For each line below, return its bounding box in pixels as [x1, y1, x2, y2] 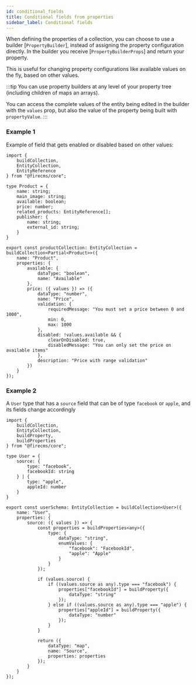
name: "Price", [37, 296, 75, 302]
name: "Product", [16, 255, 59, 261]
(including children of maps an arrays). [6, 89, 99, 97]
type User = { [6, 453, 41, 459]
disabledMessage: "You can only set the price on [47, 342, 171, 348]
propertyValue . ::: [6, 113, 48, 120]
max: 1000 [47, 322, 72, 328]
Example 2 [6, 386, 37, 394]
